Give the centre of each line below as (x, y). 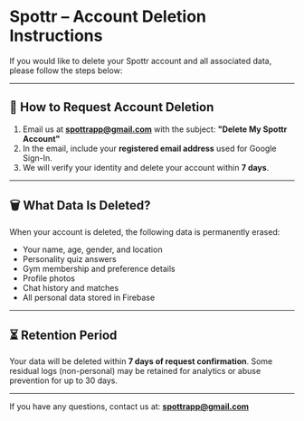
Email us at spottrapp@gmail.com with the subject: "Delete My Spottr (155, 129)
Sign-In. (37, 158)
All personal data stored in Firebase (89, 297)
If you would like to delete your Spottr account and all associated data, (141, 61)
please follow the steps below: (66, 70)
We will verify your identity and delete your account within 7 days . (146, 167)
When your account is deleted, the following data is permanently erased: (145, 231)
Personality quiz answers (69, 258)
